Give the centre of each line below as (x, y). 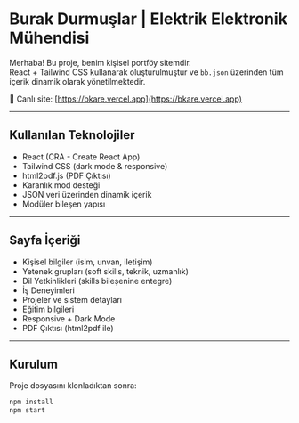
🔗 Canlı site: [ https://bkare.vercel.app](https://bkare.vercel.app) (126, 99)
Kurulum (34, 364)
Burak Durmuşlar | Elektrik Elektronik (148, 19)
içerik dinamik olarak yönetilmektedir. (77, 81)
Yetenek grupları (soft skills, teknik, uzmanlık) (105, 271)
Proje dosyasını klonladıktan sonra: (73, 386)
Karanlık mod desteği (61, 185)
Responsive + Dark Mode (69, 318)
